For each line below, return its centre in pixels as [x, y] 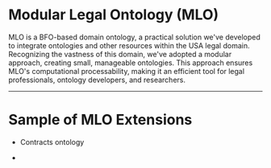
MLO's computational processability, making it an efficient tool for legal [126, 71]
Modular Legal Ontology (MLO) [114, 15]
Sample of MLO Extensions [100, 120]
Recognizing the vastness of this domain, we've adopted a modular [120, 54]
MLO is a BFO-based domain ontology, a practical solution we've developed [134, 37]
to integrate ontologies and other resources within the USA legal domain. [129, 45]
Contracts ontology [52, 141]
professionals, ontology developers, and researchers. [97, 80]
